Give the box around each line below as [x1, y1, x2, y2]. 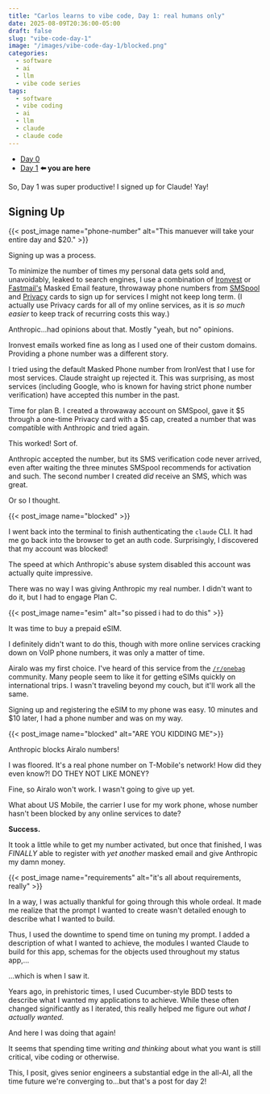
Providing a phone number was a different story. [8, 349, 169, 359]
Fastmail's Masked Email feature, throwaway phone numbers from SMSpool [8, 283, 260, 293]
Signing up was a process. [8, 251, 97, 261]
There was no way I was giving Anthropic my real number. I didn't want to [8, 584, 252, 594]
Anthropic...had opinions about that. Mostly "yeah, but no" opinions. [8, 324, 235, 335]
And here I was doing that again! [8, 1028, 116, 1038]
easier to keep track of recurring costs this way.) [8, 309, 170, 319]
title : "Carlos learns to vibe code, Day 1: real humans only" [8, 11, 226, 20]
